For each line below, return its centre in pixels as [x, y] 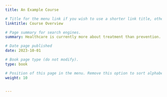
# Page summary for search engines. [43, 32]
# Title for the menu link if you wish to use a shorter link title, [79, 19]
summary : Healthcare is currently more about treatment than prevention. [83, 37]
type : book [16, 64]
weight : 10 [16, 78]
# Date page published [29, 46]
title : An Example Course [32, 10]
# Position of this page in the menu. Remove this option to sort [75, 73]
